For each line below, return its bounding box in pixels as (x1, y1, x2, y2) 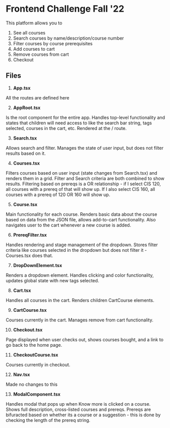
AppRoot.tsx (13, 105, 41, 111)
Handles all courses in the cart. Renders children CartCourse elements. (6, 297, 154, 303)
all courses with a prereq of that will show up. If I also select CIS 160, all (6, 186, 155, 192)
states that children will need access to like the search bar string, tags (6, 120, 152, 126)
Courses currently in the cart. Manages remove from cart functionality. (6, 317, 154, 323)
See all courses (13, 29, 46, 36)
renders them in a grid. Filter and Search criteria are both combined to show (6, 175, 164, 181)
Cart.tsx (13, 287, 31, 293)
